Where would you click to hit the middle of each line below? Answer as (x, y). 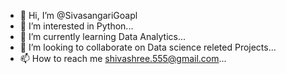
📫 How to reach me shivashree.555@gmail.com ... (123, 58)
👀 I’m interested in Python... (76, 26)
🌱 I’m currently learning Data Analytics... (103, 36)
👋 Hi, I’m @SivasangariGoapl (78, 15)
